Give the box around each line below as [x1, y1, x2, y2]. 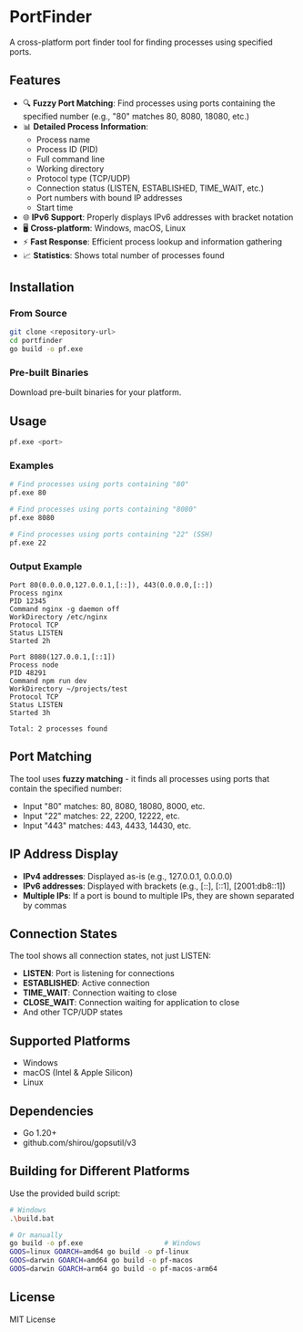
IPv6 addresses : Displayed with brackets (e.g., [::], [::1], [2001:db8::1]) [22, 880, 287, 891]
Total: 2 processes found [9, 723, 107, 734]
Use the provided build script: [9, 1188, 121, 1199]
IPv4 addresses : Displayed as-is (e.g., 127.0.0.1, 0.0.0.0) [22, 870, 233, 881]
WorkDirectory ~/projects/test [9, 684, 128, 693]
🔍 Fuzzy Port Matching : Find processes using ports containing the [22, 98, 276, 109]
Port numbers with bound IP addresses [35, 192, 183, 203]
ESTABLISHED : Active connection [22, 978, 150, 989]
